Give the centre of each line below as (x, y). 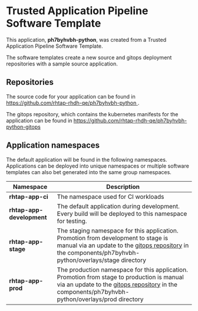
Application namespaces (53, 145)
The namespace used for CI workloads (110, 197)
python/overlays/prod (87, 299)
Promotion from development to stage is (113, 238)
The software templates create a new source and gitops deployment (89, 57)
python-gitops (24, 127)
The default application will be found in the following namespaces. (87, 159)
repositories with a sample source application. (62, 64)
